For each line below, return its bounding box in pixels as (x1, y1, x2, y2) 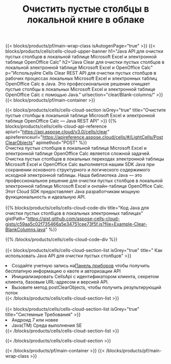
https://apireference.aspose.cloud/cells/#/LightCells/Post (42, 134, 163, 141)
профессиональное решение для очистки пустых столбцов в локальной (5, 177, 163, 184)
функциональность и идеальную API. (5, 194, 86, 200)
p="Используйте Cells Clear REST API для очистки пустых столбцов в (5, 70, 157, 76)
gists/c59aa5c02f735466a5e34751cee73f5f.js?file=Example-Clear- (5, 221, 148, 227)
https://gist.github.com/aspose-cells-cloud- (27, 216, 120, 222)
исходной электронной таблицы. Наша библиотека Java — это (5, 172, 142, 178)
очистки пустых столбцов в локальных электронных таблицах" (5, 210, 143, 216)
